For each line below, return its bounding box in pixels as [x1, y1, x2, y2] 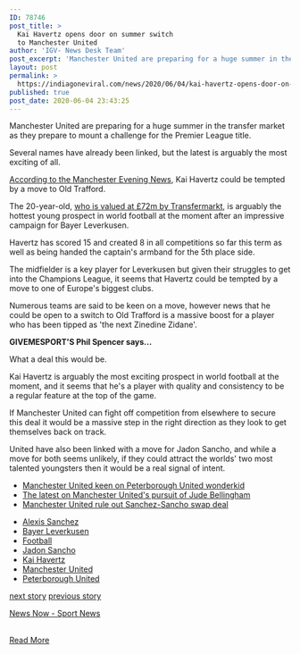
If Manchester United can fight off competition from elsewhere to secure [9, 407, 277, 418]
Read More [9, 635, 50, 646]
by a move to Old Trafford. [9, 184, 106, 195]
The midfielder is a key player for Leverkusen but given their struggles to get [9, 264, 291, 275]
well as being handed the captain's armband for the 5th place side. [9, 247, 255, 257]
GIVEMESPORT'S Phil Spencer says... [9, 337, 153, 348]
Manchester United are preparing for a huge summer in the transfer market [9, 121, 286, 131]
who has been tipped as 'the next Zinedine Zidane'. [9, 319, 198, 331]
